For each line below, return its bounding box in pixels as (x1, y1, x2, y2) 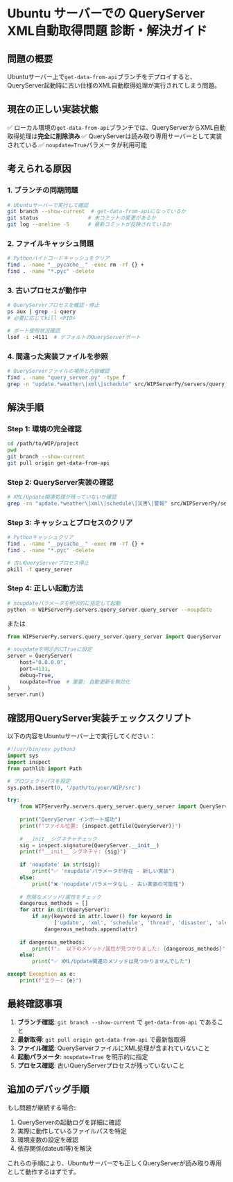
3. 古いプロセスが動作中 (7, 285, 87, 295)
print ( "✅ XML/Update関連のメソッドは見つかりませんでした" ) (32, 958, 191, 965)
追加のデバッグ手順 (7, 1083, 89, 1095)
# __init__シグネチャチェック (19, 835, 98, 842)
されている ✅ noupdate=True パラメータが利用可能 (7, 140, 147, 149)
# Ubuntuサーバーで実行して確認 (7, 201, 89, 208)
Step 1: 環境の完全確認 (7, 424, 82, 433)
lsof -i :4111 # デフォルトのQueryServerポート (7, 333, 141, 340)
